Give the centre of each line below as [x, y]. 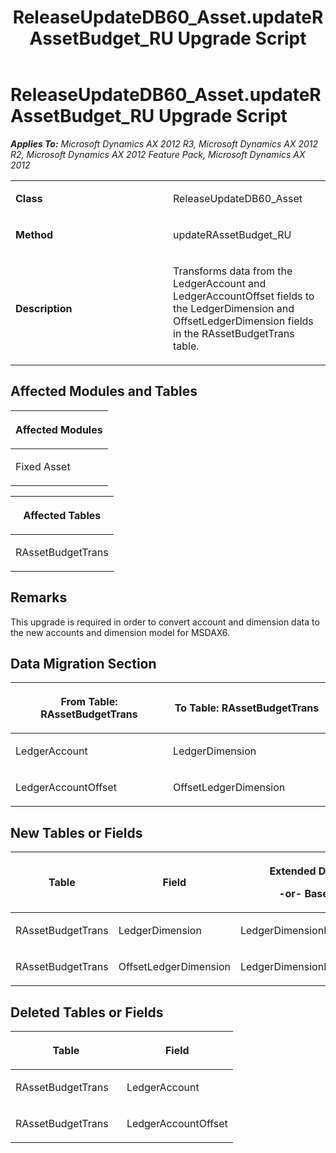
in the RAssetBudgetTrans [234, 333]
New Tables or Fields [76, 832]
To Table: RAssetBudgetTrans [247, 708]
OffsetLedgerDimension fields [243, 321]
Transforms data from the [233, 271]
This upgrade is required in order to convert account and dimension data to [165, 622]
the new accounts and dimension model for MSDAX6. [120, 632]
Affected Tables [62, 515]
